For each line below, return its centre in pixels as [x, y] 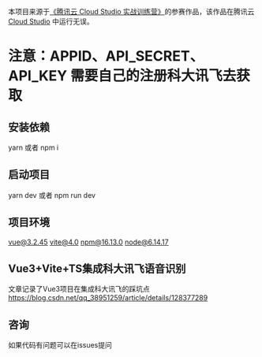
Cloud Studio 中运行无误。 [51, 21]
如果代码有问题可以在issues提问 [60, 345]
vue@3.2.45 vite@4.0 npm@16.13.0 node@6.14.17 [88, 242]
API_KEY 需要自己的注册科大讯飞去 [122, 76]
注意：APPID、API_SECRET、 [106, 56]
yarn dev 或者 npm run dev [52, 195]
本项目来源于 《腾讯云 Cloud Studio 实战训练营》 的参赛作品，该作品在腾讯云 [131, 11]
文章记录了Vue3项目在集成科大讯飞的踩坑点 [79, 289]
